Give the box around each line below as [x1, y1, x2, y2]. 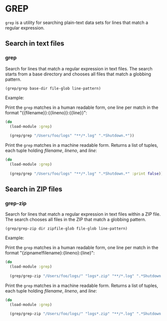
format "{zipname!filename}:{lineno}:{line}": [5, 250, 95, 256]
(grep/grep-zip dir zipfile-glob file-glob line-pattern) [5, 226, 128, 231]
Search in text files [5, 39, 65, 48]
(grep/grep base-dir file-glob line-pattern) [5, 86, 101, 91]
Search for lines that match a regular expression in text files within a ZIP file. [5, 211, 161, 217]
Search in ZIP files [5, 185, 63, 194]
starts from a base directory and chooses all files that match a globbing [5, 71, 152, 77]
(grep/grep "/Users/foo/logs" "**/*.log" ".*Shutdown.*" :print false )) [9, 171, 164, 176]
